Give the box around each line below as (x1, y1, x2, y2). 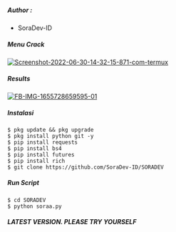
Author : (7, 6, 33, 14)
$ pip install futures (7, 151, 75, 158)
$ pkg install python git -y (7, 132, 94, 139)
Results (7, 74, 31, 83)
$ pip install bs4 (7, 144, 62, 152)
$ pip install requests (7, 139, 78, 146)
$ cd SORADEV (7, 196, 46, 204)
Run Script (7, 179, 39, 187)
